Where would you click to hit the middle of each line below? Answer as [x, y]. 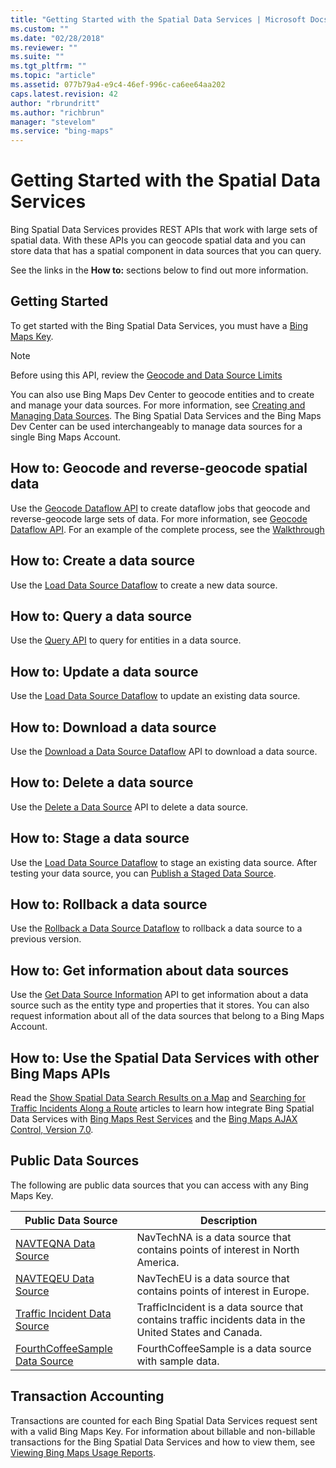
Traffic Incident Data [63, 1313]
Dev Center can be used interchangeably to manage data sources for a [156, 426]
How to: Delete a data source [102, 782]
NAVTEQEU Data [55, 1278]
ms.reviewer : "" [44, 47]
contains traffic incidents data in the [221, 1319]
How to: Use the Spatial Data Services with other [165, 1057]
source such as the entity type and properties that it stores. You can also [160, 1005]
